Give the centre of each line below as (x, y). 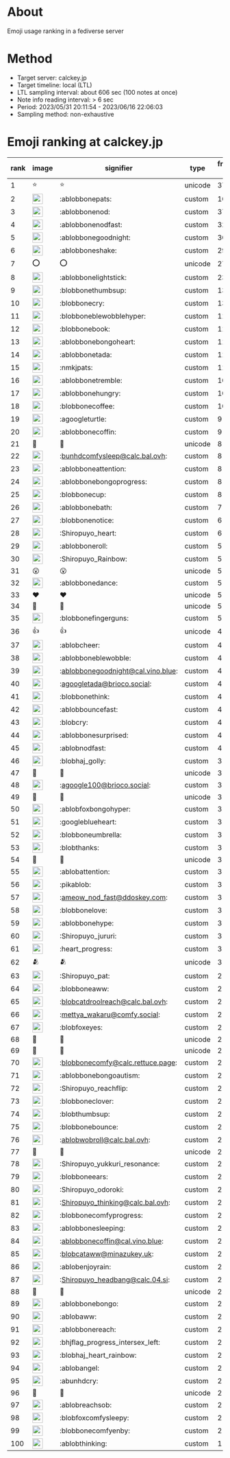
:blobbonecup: (82, 494)
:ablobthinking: (83, 1444)
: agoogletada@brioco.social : (105, 684)
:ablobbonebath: (86, 507)
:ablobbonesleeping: (92, 1228)
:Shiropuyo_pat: (85, 975)
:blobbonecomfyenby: (95, 1431)
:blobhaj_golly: (82, 761)
